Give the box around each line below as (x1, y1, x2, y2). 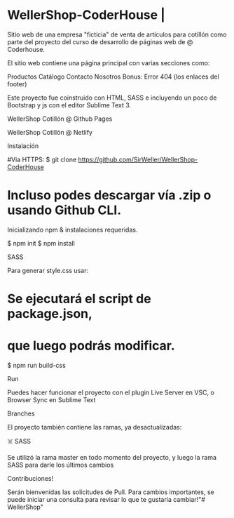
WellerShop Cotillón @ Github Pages (7, 114, 113, 123)
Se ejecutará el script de (7, 291, 152, 307)
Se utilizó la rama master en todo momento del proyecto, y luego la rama (7, 453, 217, 461)
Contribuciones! (7, 474, 54, 482)
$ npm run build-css (7, 361, 67, 369)
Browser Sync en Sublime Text (7, 396, 96, 404)
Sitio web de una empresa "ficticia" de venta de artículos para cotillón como (7, 30, 227, 39)
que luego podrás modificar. (7, 338, 175, 354)
